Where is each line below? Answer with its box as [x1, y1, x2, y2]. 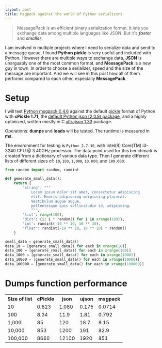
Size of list [7, 295, 32, 302]
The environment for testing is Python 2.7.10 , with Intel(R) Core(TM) [5, 142, 142, 148]
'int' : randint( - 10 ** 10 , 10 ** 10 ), [22, 221, 101, 226]
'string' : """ [22, 185, 51, 190]
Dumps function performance [5, 278, 128, 289]
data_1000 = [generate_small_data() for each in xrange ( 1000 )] [5, 253, 136, 257]
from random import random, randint [5, 168, 79, 173]
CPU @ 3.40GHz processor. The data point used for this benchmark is [16, 148, 158, 154]
